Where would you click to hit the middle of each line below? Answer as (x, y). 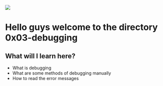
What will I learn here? (40, 56)
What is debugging (32, 68)
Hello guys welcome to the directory (81, 27)
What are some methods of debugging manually (62, 73)
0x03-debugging (41, 38)
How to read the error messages (45, 78)
